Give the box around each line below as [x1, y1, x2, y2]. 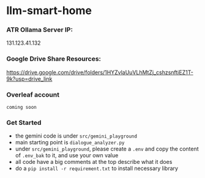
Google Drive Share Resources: [6, 54, 102, 63]
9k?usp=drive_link [6, 75, 53, 83]
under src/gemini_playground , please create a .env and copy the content [15, 145, 199, 153]
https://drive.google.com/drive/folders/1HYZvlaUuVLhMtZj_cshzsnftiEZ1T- [6, 69, 194, 76]
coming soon [6, 105, 37, 111]
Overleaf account [6, 90, 60, 98]
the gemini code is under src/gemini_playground [15, 132, 138, 139]
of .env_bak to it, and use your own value [15, 152, 119, 159]
